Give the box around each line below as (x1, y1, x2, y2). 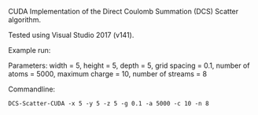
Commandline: (8, 84, 56, 94)
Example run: (8, 46, 51, 54)
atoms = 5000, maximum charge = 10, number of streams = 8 (8, 69, 207, 78)
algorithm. (8, 15, 42, 24)
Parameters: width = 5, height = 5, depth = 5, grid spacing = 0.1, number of (8, 61, 250, 70)
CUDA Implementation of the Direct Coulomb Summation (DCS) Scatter (8, 7, 239, 16)
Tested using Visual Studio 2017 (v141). (8, 31, 135, 39)
